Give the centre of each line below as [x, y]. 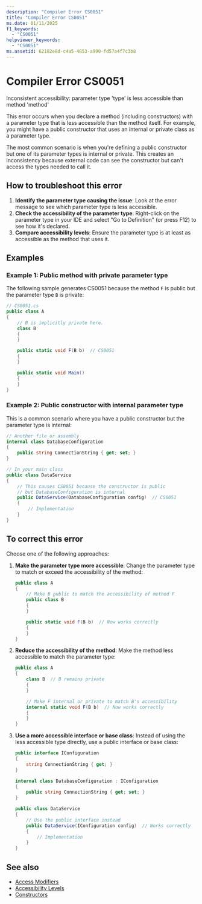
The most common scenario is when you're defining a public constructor [96, 147]
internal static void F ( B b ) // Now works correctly [95, 707]
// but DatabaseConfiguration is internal [71, 492]
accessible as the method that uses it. [62, 239]
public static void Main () [51, 373]
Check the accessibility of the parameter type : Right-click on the [97, 213]
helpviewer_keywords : [33, 40]
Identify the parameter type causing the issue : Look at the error [96, 200]
